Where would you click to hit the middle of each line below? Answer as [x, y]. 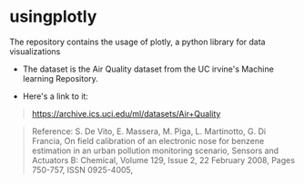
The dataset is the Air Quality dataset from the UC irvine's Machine [148, 69]
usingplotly [53, 17]
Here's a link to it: [56, 96]
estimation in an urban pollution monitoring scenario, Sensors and [155, 150]
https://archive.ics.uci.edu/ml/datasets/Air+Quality [126, 113]
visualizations [35, 51]
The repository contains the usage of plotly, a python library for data [137, 42]
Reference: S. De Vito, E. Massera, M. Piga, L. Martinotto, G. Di [149, 131]
